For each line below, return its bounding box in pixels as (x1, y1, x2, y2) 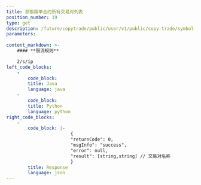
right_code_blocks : (6, 114, 55, 120)
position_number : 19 (6, 14, 58, 20)
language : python (28, 108, 71, 114)
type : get (6, 20, 31, 26)
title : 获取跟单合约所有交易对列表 (6, 8, 83, 15)
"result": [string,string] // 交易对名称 (70, 153, 170, 159)
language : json (28, 170, 66, 176)
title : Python (28, 103, 63, 109)
